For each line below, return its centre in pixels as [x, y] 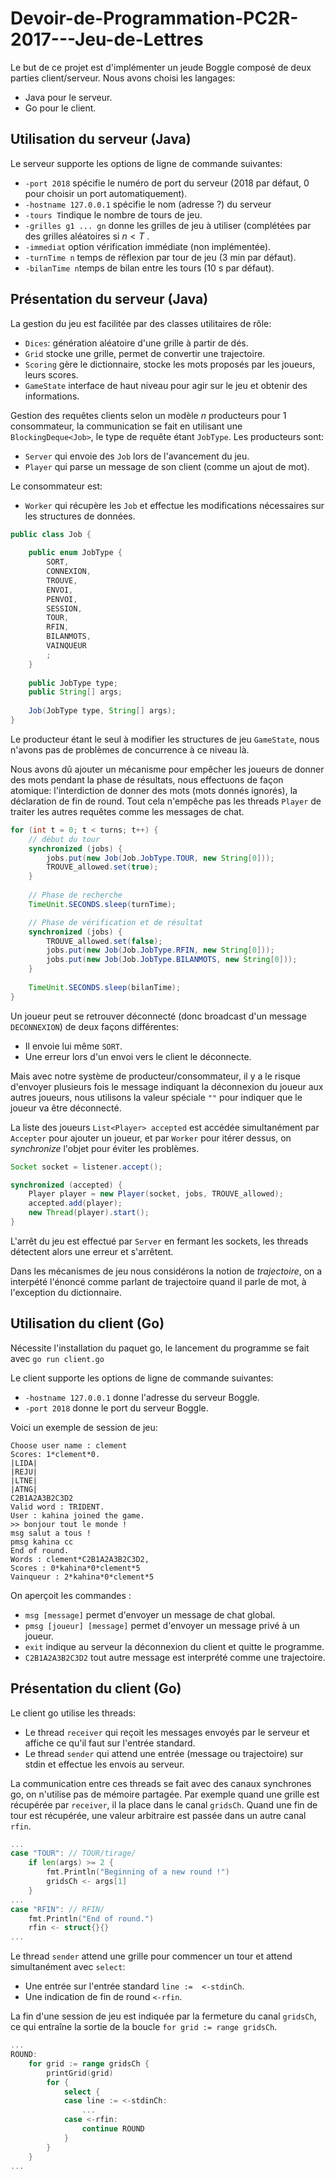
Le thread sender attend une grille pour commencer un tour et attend [151, 1956]
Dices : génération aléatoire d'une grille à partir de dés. [136, 343]
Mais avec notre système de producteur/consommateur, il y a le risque [155, 1076]
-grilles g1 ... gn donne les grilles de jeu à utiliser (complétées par [168, 225]
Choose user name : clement [69, 1445]
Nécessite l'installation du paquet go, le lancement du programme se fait [160, 1348]
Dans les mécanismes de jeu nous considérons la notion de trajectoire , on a [166, 1271]
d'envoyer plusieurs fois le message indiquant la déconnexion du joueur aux [167, 1086]
